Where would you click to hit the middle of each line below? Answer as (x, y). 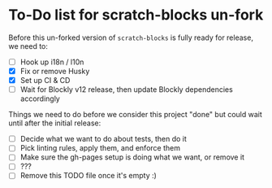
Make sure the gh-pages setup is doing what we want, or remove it (132, 157)
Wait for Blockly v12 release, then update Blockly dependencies (126, 90)
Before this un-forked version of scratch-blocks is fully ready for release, (131, 37)
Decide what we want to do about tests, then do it (103, 139)
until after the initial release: (55, 123)
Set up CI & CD (45, 81)
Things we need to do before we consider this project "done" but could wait (135, 115)
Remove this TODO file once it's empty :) (88, 176)
